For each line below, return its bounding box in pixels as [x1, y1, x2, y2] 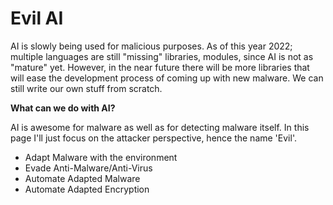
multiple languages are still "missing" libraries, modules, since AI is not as [10, 50, 314, 62]
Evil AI [10, 7, 64, 30]
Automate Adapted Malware [24, 172, 141, 184]
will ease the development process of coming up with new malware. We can [10, 72, 324, 84]
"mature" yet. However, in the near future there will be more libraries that [10, 61, 310, 73]
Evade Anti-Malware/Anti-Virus [24, 162, 153, 174]
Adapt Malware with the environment [24, 151, 178, 163]
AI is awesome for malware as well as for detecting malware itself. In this [10, 121, 310, 133]
